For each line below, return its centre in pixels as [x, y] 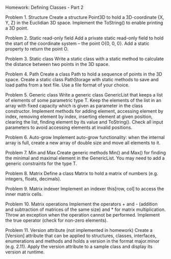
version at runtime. [25, 252]
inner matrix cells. [24, 194]
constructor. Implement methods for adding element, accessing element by [84, 111]
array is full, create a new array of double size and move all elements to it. [83, 143]
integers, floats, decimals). [33, 179]
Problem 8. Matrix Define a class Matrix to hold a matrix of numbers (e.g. [82, 173]
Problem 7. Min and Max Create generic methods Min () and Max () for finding [86, 152]
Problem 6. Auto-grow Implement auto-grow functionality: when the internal [85, 137]
